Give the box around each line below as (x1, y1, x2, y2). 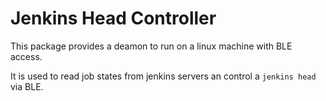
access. (10, 50, 43, 62)
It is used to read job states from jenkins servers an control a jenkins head (10, 70, 317, 82)
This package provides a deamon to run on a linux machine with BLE (10, 40, 293, 52)
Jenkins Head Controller (10, 7, 217, 30)
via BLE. (10, 80, 44, 92)
